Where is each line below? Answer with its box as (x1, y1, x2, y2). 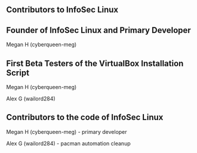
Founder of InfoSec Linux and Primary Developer (6, 25, 191, 35)
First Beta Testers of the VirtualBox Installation (6, 58, 184, 68)
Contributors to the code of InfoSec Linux (6, 112, 164, 123)
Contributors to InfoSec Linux (6, 5, 119, 15)
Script (6, 68, 30, 78)
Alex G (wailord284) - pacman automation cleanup (6, 140, 131, 147)
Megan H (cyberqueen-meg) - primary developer (6, 128, 127, 135)
